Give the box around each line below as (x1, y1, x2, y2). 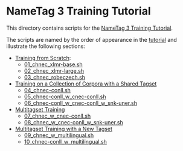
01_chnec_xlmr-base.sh (24, 61, 83, 68)
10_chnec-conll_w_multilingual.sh (24, 138, 108, 145)
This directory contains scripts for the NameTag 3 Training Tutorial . (6, 24, 173, 32)
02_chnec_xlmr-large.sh (24, 67, 85, 74)
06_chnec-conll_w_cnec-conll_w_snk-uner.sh (24, 99, 138, 107)
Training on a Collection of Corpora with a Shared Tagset (14, 80, 157, 87)
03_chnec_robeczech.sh (24, 73, 86, 81)
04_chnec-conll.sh (24, 86, 71, 93)
